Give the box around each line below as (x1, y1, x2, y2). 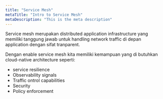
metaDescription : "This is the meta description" (5, 17, 113, 22)
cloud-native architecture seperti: (5, 57, 75, 63)
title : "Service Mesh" (5, 7, 53, 13)
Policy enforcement (12, 88, 54, 94)
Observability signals (12, 72, 57, 78)
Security (12, 83, 30, 89)
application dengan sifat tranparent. (5, 42, 80, 48)
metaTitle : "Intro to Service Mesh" (5, 12, 83, 17)
